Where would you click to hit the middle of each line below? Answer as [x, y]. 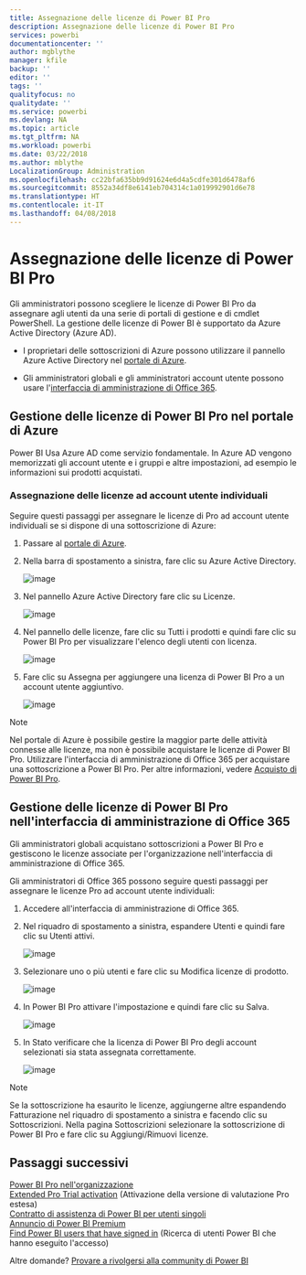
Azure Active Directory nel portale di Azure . [105, 360]
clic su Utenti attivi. [59, 936]
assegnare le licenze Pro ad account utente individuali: [112, 890]
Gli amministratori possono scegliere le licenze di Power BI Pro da [133, 304]
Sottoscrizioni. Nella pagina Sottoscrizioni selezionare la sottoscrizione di [148, 1124]
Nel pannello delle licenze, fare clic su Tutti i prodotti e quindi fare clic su [159, 631]
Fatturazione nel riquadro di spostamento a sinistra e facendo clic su [138, 1114]
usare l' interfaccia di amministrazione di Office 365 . [120, 387]
